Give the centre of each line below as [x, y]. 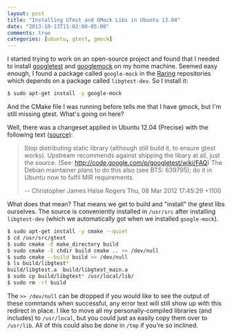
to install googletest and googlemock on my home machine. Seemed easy [112, 66]
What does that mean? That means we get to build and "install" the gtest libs [116, 204]
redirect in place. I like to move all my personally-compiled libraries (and [109, 310]
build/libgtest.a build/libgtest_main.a [68, 270]
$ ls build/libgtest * [38, 264]
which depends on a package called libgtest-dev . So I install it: [98, 81]
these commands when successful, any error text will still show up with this [115, 303]
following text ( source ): [40, 135]
